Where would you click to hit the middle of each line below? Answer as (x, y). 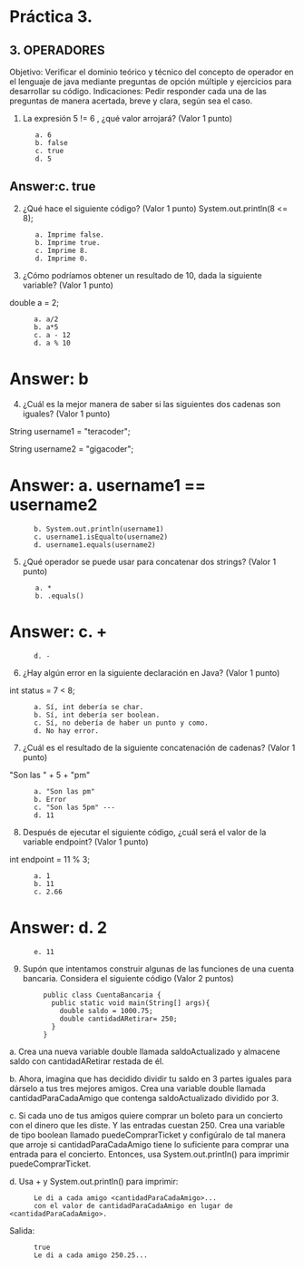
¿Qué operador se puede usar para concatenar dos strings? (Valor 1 (149, 561)
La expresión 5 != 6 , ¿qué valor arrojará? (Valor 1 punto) (127, 118)
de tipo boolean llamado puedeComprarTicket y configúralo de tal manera (147, 1135)
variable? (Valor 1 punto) (68, 285)
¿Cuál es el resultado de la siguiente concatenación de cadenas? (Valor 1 (159, 747)
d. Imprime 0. (62, 259)
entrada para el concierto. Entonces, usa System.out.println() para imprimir (149, 1154)
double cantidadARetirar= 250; (118, 1019)
